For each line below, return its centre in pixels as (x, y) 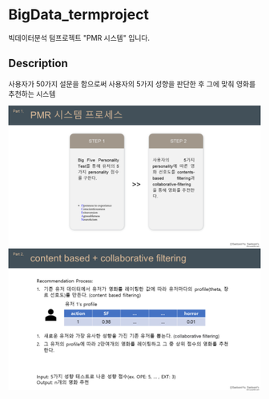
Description (38, 64)
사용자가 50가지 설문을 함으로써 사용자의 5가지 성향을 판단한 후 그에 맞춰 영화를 (132, 84)
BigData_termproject (79, 15)
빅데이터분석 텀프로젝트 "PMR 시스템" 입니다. (79, 38)
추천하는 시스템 (32, 94)
